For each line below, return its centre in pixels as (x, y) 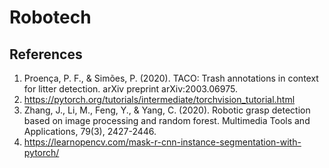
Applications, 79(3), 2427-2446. (90, 131)
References (46, 54)
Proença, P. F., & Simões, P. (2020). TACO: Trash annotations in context (171, 78)
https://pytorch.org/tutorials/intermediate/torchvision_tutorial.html (159, 99)
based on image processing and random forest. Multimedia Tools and (167, 120)
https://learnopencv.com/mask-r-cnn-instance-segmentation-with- (162, 142)
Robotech (50, 17)
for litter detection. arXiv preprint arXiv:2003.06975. (130, 89)
